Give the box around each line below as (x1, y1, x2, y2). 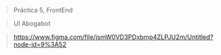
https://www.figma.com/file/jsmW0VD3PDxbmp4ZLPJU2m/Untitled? (13, 33, 214, 41)
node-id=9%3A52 (13, 40, 67, 48)
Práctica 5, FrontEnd (13, 6, 74, 14)
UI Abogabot (13, 19, 51, 27)
